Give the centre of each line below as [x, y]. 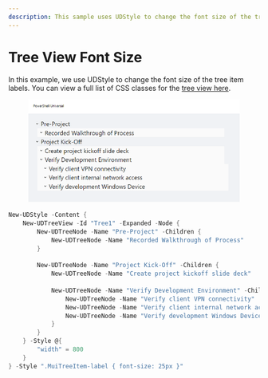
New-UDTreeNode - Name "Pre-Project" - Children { [119, 231]
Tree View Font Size [75, 57]
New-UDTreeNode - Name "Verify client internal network [158, 307]
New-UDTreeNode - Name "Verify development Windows [151, 316]
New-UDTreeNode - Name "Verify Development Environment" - [149, 290]
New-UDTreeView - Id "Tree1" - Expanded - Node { [101, 223]
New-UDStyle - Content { [48, 215]
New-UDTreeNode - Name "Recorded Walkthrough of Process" [148, 240]
